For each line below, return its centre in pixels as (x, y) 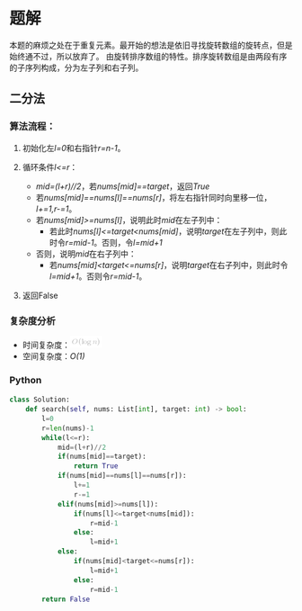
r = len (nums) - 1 (68, 428)
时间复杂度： (46, 345)
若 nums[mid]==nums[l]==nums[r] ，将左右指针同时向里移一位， (154, 197)
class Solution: (40, 400)
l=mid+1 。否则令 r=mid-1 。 (98, 276)
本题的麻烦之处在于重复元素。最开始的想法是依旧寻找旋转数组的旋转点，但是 (151, 45)
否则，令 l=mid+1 (133, 242)
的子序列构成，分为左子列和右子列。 (76, 67)
